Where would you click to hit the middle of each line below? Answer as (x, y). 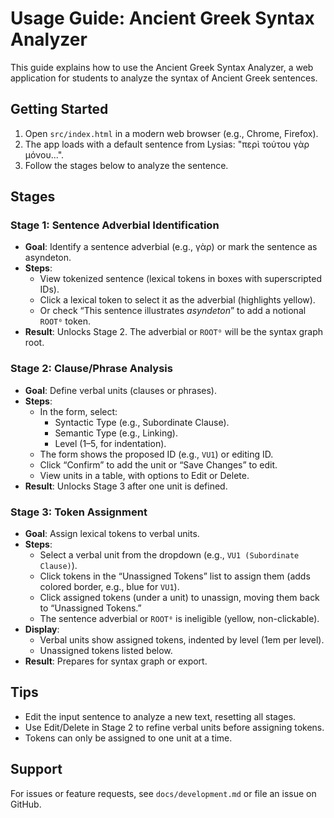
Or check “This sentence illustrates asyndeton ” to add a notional (173, 311)
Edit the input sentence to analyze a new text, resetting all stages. (160, 716)
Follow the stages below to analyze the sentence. (126, 165)
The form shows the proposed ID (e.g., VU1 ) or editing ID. (156, 454)
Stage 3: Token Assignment (79, 512)
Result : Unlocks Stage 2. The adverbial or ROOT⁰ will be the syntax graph (174, 332)
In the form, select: (78, 411)
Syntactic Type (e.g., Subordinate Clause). (142, 422)
